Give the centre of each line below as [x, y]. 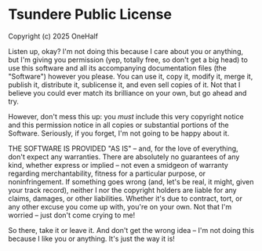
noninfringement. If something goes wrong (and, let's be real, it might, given [131, 181]
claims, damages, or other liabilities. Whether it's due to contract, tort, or [126, 198]
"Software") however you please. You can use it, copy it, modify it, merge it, [131, 76]
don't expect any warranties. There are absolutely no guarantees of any [124, 156]
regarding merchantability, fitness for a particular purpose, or [107, 173]
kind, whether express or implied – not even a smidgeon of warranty [118, 165]
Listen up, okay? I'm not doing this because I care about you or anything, [126, 51]
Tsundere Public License [90, 15]
